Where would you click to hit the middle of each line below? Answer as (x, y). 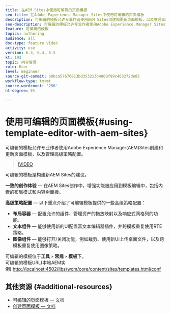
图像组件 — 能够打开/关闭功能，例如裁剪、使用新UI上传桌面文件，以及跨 (88, 239)
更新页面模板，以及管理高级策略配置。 (45, 154)
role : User (17, 67)
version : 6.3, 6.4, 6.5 (31, 53)
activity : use (20, 48)
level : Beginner (22, 72)
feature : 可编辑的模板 (27, 29)
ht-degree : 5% (20, 90)
